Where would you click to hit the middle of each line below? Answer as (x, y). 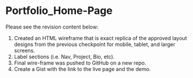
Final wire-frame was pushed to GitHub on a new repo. (80, 63)
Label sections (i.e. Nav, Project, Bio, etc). (64, 56)
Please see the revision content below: (52, 27)
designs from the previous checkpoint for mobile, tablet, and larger (94, 44)
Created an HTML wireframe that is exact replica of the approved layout (101, 38)
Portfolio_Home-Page (59, 11)
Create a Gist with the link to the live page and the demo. (82, 69)
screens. (25, 50)
